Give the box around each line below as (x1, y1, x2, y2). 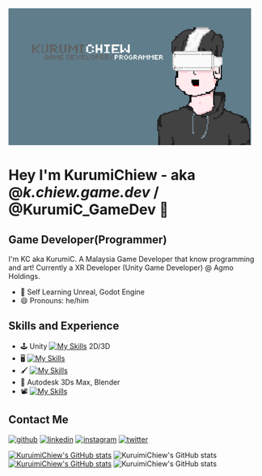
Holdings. (8, 272, 40, 281)
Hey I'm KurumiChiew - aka (8, 166, 196, 185)
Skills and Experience (8, 319, 120, 333)
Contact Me (8, 413, 69, 427)
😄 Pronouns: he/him (19, 296, 89, 305)
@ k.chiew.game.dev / (8, 183, 159, 202)
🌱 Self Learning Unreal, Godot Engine (19, 287, 146, 297)
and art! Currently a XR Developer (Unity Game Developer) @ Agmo (8, 263, 235, 272)
